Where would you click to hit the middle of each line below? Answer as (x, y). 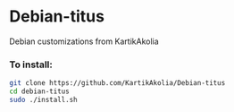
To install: (31, 65)
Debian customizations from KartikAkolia (84, 41)
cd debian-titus (39, 91)
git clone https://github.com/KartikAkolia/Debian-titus (117, 83)
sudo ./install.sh (43, 99)
